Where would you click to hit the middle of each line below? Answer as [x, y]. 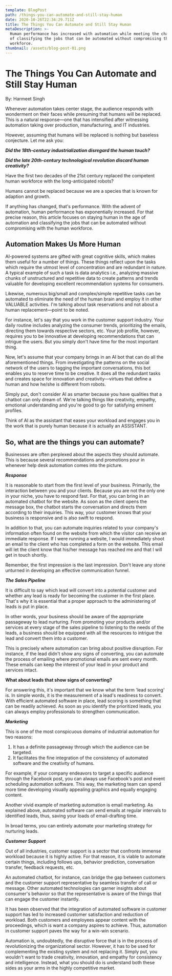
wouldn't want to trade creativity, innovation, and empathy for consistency [84, 957]
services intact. [21, 670]
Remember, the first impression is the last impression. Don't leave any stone [85, 565]
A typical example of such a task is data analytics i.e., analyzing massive [82, 273]
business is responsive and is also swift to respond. [60, 518]
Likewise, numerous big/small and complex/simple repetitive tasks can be [83, 294]
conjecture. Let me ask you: [35, 140]
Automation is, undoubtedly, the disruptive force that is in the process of [81, 941]
